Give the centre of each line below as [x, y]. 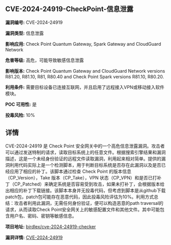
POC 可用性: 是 [21, 104]
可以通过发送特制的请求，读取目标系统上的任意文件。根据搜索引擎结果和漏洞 [85, 152]
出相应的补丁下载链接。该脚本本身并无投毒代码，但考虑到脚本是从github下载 [85, 190]
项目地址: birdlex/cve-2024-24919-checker [51, 226]
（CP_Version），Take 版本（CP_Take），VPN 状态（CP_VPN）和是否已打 [81, 177]
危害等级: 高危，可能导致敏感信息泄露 [45, 60]
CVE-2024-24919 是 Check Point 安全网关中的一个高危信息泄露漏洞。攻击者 [85, 146]
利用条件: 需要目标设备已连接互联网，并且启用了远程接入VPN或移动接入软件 [85, 87]
